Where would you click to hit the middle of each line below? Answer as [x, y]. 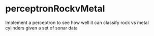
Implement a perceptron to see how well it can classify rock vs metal [77, 22]
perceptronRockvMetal [55, 9]
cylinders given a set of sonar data [41, 27]
